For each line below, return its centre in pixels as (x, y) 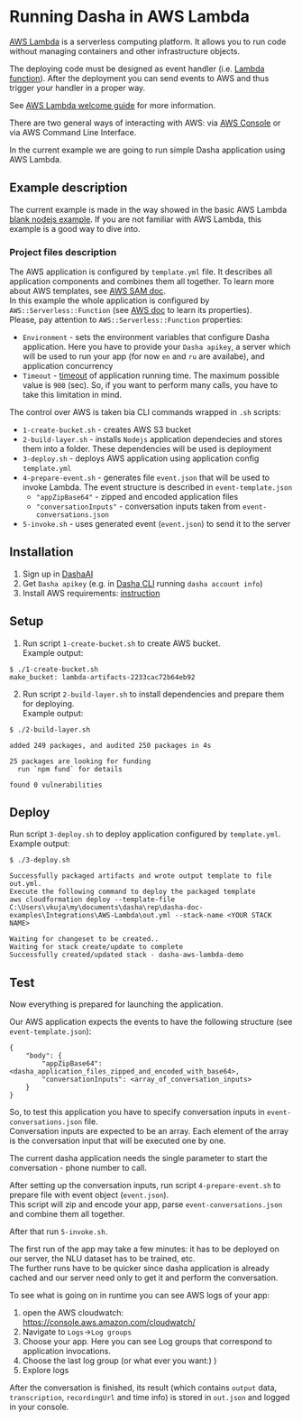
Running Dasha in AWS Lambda (130, 17)
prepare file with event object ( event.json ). (89, 1195)
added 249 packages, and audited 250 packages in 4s (110, 745)
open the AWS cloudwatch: (73, 1313)
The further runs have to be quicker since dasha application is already (139, 1269)
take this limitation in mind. (72, 395)
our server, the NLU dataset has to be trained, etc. (102, 1259)
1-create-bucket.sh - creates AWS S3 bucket (107, 429)
